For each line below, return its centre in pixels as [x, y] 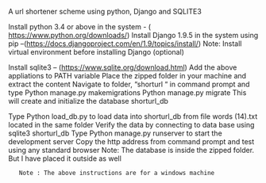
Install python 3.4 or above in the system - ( [80, 27]
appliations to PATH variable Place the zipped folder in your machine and [127, 76]
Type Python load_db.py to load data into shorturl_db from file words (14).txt [133, 116]
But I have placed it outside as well [65, 158]
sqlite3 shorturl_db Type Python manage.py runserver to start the [115, 133]
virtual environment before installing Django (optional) [96, 52]
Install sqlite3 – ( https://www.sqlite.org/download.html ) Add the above [123, 67]
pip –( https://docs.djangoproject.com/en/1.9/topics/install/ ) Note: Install [125, 44]
